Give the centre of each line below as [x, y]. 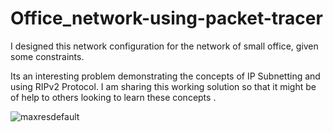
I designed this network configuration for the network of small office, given [164, 46]
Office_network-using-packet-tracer [166, 18]
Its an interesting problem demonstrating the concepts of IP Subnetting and [165, 76]
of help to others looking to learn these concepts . [113, 97]
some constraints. [47, 56]
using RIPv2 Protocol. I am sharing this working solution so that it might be [163, 86]
